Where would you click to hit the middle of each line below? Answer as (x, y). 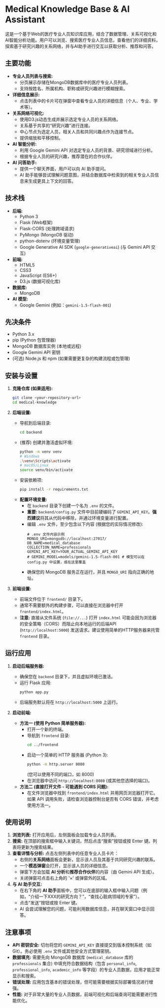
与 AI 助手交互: (27, 884)
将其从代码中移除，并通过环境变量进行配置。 (85, 518)
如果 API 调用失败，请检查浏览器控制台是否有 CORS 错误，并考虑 (93, 799)
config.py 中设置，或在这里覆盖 (56, 562)
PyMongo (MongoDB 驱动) (47, 234)
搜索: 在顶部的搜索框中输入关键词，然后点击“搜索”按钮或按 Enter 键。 (82, 841)
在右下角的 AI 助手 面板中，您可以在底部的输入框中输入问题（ (81, 891)
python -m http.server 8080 (56, 764)
